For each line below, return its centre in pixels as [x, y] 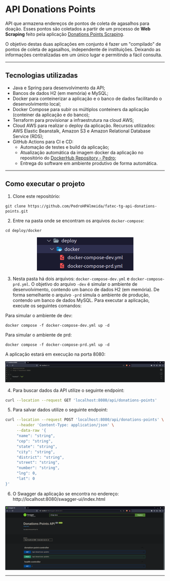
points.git [17, 211]
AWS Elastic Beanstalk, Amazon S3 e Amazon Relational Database [81, 131]
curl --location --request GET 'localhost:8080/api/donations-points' [81, 400]
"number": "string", [38, 468]
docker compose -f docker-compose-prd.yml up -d [57, 345]
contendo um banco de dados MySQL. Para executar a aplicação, [81, 300]
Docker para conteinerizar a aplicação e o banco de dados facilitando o [87, 98]
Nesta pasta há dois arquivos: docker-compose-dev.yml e [71, 279]
